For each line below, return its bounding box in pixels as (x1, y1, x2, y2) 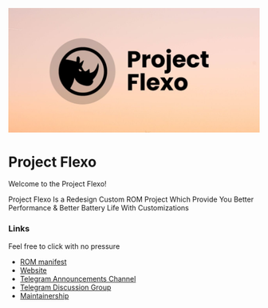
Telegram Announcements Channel (19, 274, 136, 283)
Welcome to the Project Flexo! (8, 179, 107, 189)
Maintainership (19, 290, 69, 300)
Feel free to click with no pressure (8, 241, 120, 251)
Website (19, 265, 48, 275)
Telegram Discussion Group (19, 282, 112, 292)
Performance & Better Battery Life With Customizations (8, 203, 190, 213)
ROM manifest (19, 257, 67, 266)
